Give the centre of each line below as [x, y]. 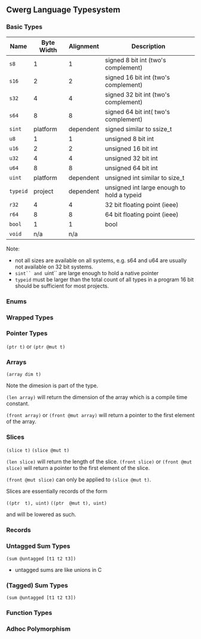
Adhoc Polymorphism [38, 629]
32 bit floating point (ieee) [142, 204]
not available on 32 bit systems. [54, 267]
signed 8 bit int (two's [135, 60]
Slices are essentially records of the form [57, 492]
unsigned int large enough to [145, 187]
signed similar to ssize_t [138, 129]
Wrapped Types [30, 317]
